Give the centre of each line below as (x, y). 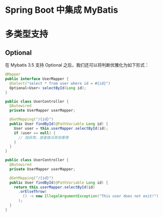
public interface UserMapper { (37, 79)
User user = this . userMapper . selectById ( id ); (61, 128)
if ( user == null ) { (35, 133)
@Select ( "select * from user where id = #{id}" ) (60, 83)
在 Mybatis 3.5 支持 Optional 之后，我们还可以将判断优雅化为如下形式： (77, 65)
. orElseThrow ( (33, 192)
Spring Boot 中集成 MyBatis (62, 10)
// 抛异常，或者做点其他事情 (43, 138)
